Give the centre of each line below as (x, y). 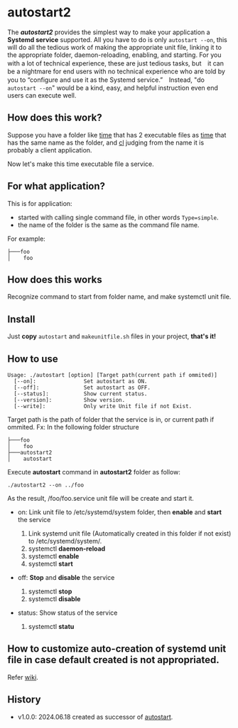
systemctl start (50, 564)
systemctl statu (51, 626)
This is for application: (40, 203)
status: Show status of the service (67, 613)
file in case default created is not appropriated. (113, 660)
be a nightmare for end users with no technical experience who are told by (117, 71)
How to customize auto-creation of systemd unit (117, 649)
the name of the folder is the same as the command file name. (108, 224)
